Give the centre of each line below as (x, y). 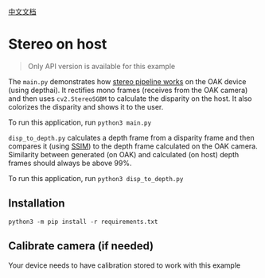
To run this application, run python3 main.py (80, 122)
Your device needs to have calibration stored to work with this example (125, 265)
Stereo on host (58, 44)
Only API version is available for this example (101, 66)
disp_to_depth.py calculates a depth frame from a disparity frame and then (131, 137)
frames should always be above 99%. (70, 163)
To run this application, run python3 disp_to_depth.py (96, 178)
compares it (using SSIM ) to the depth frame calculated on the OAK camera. (133, 146)
